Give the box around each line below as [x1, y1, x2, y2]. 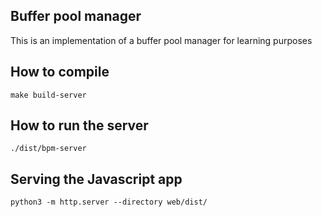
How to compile [10, 64, 110, 81]
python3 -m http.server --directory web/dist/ [10, 197, 208, 208]
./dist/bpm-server [10, 144, 87, 154]
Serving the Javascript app [10, 170, 183, 188]
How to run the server [10, 117, 149, 134]
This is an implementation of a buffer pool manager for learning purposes [10, 34, 313, 46]
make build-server [10, 90, 87, 100]
